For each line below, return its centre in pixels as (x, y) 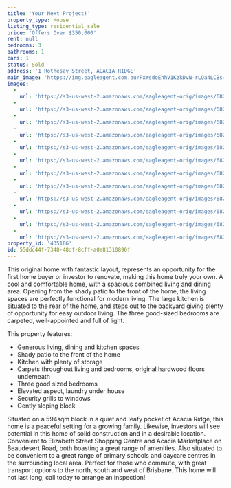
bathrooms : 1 (26, 52)
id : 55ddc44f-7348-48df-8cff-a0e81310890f (69, 250)
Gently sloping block (46, 406)
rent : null (23, 39)
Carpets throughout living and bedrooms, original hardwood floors (111, 369)
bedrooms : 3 (24, 45)
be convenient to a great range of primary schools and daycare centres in (111, 455)
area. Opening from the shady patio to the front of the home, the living (107, 291)
